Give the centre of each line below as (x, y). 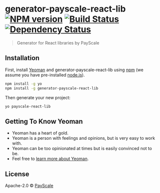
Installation (22, 58)
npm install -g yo (23, 84)
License (17, 174)
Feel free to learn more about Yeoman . (50, 159)
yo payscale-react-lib (28, 106)
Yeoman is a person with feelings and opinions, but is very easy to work (84, 138)
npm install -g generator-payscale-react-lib (51, 88)
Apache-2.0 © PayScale (29, 186)
